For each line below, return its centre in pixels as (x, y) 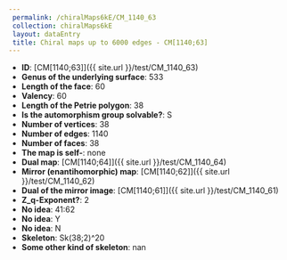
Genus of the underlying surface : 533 (92, 77)
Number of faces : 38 (60, 143)
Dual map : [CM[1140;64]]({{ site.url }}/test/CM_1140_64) (124, 162)
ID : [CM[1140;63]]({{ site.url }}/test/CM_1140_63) (110, 68)
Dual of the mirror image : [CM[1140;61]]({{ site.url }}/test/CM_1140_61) (150, 191)
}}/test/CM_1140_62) (58, 181)
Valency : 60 (44, 96)
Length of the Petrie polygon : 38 (82, 106)
